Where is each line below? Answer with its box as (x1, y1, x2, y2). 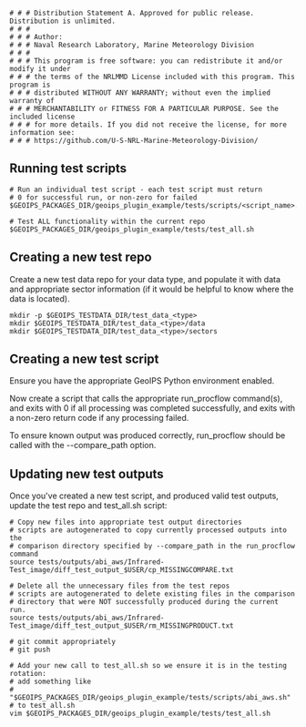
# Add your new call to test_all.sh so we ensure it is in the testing (9, 661, 287, 671)
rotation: (9, 670, 47, 679)
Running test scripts (9, 160, 127, 177)
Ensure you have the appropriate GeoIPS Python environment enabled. (9, 375, 275, 386)
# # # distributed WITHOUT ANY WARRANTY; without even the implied (9, 88, 271, 97)
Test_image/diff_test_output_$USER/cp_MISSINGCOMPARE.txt (9, 566, 234, 575)
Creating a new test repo (9, 250, 152, 265)
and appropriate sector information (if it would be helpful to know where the (9, 283, 294, 294)
